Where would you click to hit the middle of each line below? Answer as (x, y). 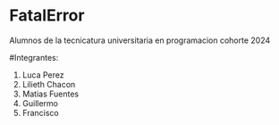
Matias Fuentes (50, 94)
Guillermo (40, 103)
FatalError (47, 16)
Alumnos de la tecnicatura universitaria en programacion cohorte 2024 (140, 40)
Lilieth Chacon (49, 84)
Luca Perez (43, 75)
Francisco (41, 112)
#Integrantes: (34, 57)
